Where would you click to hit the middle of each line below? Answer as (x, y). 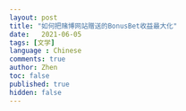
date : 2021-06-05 (46, 34)
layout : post (34, 17)
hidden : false (36, 92)
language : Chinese (46, 51)
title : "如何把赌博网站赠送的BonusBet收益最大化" (93, 26)
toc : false (30, 76)
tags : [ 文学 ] (32, 43)
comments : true (38, 59)
